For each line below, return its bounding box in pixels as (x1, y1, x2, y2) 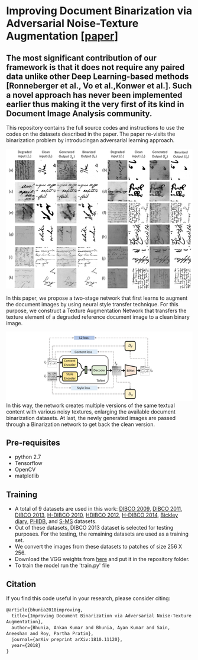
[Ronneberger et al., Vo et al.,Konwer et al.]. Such (6, 81, 192, 91)
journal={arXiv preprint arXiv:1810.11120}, (11, 636, 123, 642)
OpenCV (14, 466, 36, 473)
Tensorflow (14, 460, 43, 467)
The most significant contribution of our (6, 53, 157, 63)
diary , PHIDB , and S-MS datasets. (14, 518, 97, 525)
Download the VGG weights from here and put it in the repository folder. (14, 556, 190, 563)
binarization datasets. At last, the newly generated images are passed (6, 414, 176, 421)
